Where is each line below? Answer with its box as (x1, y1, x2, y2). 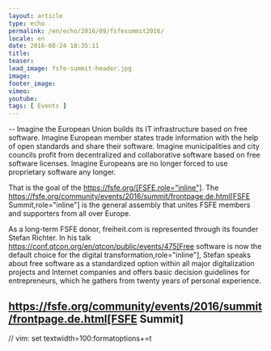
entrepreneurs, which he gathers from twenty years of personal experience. (8, 276, 261, 285)
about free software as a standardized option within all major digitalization (8, 259, 255, 269)
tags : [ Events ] (8, 102, 67, 110)
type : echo (8, 19, 45, 27)
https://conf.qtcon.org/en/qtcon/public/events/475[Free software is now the (8, 242, 262, 252)
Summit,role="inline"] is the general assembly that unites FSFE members (8, 200, 251, 210)
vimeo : (8, 87, 31, 95)
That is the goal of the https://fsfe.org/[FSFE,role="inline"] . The (8, 183, 219, 192)
